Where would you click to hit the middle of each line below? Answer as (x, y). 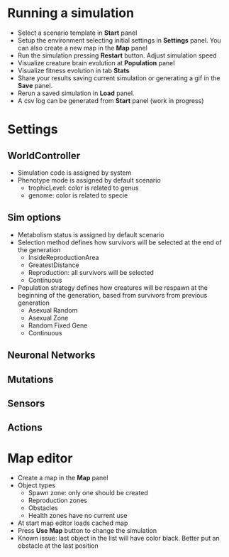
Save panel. (35, 85)
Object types (36, 485)
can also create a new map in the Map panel (82, 48)
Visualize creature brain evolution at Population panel (96, 63)
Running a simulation (71, 13)
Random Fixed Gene (58, 325)
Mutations (30, 379)
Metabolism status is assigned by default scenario (91, 234)
